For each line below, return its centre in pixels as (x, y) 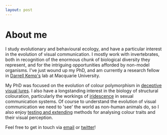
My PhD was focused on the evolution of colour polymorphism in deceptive (83, 85)
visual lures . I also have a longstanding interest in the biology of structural (82, 91)
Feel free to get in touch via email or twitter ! (50, 127)
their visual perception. (29, 117)
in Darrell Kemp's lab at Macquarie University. (53, 76)
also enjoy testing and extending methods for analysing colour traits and (80, 112)
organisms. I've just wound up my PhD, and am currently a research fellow (82, 70)
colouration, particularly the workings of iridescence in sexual (69, 96)
